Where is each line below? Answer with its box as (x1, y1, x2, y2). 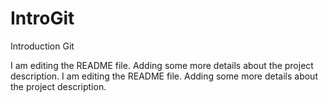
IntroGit (10, 7, 75, 30)
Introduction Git (10, 40, 75, 52)
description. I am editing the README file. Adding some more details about (10, 70, 318, 82)
